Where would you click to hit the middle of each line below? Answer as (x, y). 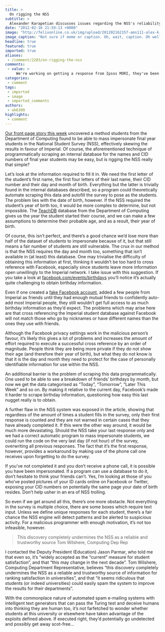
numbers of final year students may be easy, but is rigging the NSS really (79, 159)
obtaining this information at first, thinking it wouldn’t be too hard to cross (79, 262)
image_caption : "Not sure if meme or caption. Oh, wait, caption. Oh (78, 37)
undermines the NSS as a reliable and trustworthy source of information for (81, 573)
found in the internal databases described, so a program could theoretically (81, 190)
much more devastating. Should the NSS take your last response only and (80, 430)
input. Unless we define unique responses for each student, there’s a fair (79, 512)
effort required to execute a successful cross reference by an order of (76, 343)
